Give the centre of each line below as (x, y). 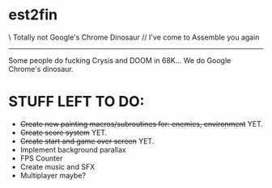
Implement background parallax (73, 149)
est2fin (33, 15)
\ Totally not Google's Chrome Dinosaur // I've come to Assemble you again (134, 37)
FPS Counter (41, 158)
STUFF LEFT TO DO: (76, 102)
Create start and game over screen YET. (87, 141)
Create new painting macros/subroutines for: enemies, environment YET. (142, 123)
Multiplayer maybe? (53, 175)
